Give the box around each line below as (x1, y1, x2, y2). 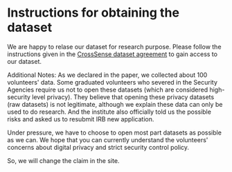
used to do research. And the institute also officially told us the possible (7, 108, 211, 116)
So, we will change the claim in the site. (7, 156, 120, 164)
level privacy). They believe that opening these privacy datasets (32, 92, 215, 101)
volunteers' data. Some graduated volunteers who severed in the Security (7, 78, 218, 86)
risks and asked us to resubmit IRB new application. (7, 114, 154, 123)
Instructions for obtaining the (7, 5, 180, 21)
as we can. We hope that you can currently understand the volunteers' (7, 135, 208, 144)
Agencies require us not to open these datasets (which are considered (7, 85, 208, 94)
